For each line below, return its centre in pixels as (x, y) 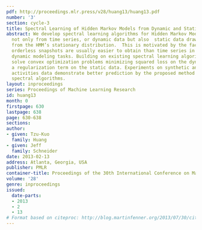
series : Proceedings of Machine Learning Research (71, 90)
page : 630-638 (24, 117)
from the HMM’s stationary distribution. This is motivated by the (99, 46)
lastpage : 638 (24, 112)
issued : (16, 190)
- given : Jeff (24, 145)
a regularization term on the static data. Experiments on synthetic (100, 67)
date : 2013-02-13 (28, 156)
